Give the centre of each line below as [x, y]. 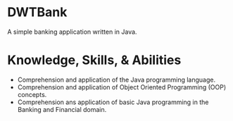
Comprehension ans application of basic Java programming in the [113, 102]
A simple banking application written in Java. [72, 32]
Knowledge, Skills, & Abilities [94, 60]
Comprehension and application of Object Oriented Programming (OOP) [122, 87]
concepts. [32, 94]
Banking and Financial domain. [62, 109]
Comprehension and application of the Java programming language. [116, 79]
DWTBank [37, 12]
